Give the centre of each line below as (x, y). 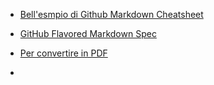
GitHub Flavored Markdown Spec (88, 33)
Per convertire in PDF (63, 53)
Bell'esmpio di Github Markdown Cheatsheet (111, 14)
